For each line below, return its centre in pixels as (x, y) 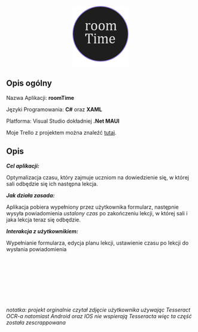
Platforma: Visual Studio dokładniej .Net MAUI (63, 121)
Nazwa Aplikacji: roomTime (40, 98)
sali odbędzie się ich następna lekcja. (52, 184)
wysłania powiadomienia (36, 249)
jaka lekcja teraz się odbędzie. (43, 220)
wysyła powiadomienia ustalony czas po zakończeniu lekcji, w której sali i (97, 213)
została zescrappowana (36, 322)
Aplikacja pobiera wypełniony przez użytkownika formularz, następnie (93, 207)
